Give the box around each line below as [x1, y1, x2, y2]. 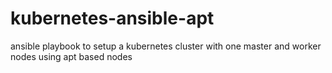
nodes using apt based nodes [10, 50, 133, 62]
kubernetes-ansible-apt [10, 7, 215, 30]
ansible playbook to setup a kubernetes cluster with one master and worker [10, 40, 322, 52]
